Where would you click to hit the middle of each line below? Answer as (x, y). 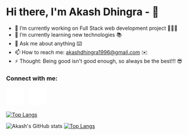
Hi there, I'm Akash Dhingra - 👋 (83, 12)
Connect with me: (32, 78)
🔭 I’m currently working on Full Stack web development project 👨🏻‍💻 (96, 28)
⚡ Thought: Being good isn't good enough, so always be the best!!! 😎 (98, 61)
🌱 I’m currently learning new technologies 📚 (68, 34)
